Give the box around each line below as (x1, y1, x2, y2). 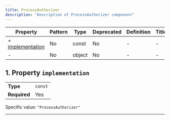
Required (8, 91, 30, 98)
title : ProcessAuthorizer (5, 7, 60, 13)
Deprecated (93, 28, 122, 35)
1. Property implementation (5, 68, 90, 77)
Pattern (50, 28, 68, 35)
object (72, 51, 88, 58)
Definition (126, 28, 151, 35)
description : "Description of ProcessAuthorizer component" (5, 12, 135, 17)
